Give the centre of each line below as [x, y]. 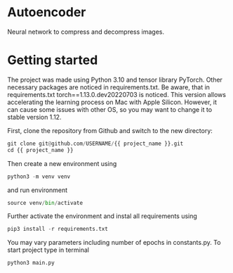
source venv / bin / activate [45, 203]
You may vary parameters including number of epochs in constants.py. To [114, 243]
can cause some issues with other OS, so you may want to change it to [110, 109]
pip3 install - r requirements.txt [58, 229]
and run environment [38, 190]
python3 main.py [31, 263]
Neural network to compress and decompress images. [86, 32]
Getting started [53, 60]
